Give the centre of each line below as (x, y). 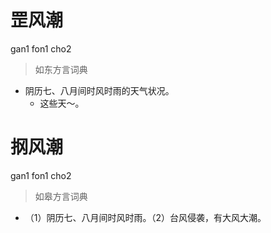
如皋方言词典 (61, 196)
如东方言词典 (61, 69)
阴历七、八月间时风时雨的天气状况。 (99, 90)
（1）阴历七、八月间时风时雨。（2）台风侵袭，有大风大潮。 (145, 217)
